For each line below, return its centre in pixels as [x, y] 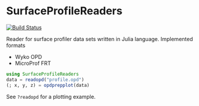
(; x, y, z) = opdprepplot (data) [48, 85]
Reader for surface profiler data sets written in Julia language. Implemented [99, 39]
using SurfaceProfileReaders [43, 74]
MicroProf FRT [33, 63]
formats [16, 45]
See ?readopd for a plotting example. [51, 96]
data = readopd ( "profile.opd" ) [45, 79]
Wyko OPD [28, 57]
